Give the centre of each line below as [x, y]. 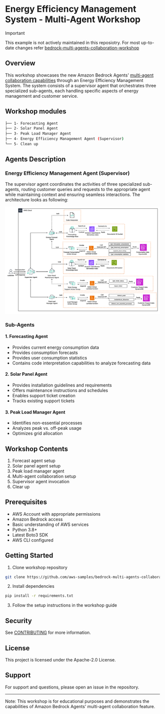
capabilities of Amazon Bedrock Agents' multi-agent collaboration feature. [80, 706]
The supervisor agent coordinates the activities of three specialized [73, 184]
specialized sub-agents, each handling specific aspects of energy [72, 91]
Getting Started [29, 556]
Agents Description [36, 159]
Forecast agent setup [34, 461]
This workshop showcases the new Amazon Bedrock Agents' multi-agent [79, 75]
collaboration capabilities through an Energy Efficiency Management [74, 80]
